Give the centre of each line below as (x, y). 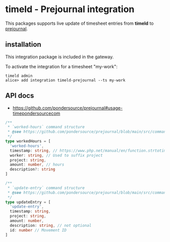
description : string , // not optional (51, 225)
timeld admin (19, 76)
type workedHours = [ (28, 141)
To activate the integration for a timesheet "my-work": (61, 66)
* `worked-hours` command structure (46, 127)
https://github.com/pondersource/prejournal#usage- (68, 108)
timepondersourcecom (36, 113)
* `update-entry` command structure (46, 188)
